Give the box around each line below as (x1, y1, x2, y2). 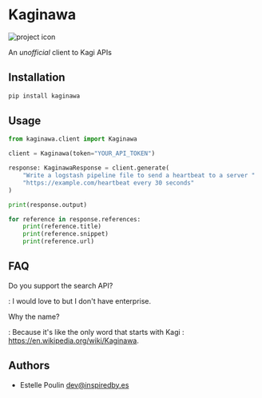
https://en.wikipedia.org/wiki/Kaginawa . (8, 336, 140, 345)
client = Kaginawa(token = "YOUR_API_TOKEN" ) (8, 149, 156, 157)
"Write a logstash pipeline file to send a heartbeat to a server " (22, 172, 256, 180)
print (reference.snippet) (22, 230, 109, 238)
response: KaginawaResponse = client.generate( (8, 164, 170, 173)
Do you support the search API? (8, 281, 113, 290)
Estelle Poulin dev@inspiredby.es (19, 380, 129, 389)
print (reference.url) (22, 237, 94, 245)
